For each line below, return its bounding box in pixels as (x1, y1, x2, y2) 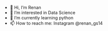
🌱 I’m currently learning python (9, 15, 74, 20)
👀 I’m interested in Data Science (9, 10, 76, 15)
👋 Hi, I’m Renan (9, 5, 41, 10)
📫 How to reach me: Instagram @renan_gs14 (9, 20, 103, 26)
